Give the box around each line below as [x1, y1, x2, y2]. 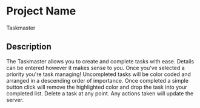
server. [6, 96, 24, 103]
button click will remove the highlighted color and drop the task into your [6, 83, 187, 91]
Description [6, 42, 52, 52]
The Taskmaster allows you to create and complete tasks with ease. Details [6, 57, 195, 65]
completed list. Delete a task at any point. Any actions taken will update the [6, 89, 194, 97]
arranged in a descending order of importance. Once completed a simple [6, 77, 189, 84]
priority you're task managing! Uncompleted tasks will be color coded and [6, 71, 191, 78]
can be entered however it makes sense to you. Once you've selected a [6, 64, 185, 71]
